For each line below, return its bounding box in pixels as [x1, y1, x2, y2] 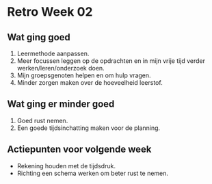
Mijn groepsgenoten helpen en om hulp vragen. [16, 71, 152, 79]
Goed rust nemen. [16, 116, 68, 124]
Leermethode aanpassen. [16, 49, 90, 57]
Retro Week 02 [7, 4, 93, 20]
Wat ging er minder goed [7, 98, 115, 110]
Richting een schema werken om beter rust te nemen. [16, 169, 169, 177]
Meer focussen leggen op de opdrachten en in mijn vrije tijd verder [16, 57, 206, 65]
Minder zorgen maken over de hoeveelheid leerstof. [16, 79, 163, 86]
